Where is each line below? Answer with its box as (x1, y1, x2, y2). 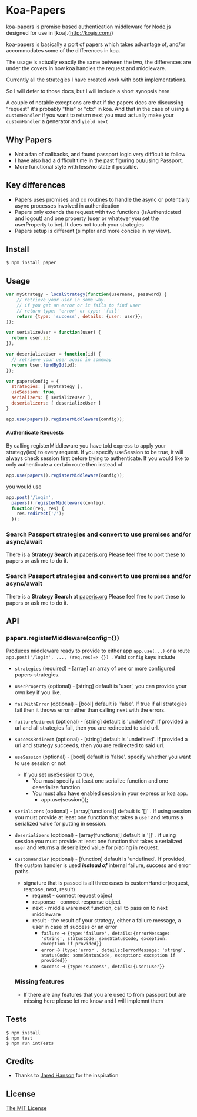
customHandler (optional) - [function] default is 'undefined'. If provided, (14, 856, 186, 863)
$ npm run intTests (6, 1040, 54, 1046)
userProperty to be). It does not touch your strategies (14, 221, 144, 228)
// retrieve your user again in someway (11, 356, 112, 363)
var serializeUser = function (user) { (6, 330, 101, 336)
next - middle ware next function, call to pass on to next (32, 905, 168, 912)
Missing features (14, 977, 65, 985)
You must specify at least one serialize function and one (32, 777, 169, 784)
